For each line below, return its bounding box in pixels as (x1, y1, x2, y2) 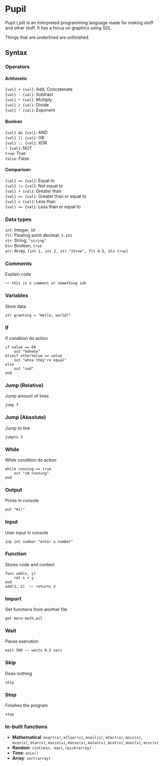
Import (5, 595, 22, 602)
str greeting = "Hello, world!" (5, 313, 71, 317)
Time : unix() (12, 750, 39, 756)
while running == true (5, 466, 51, 472)
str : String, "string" (5, 238, 47, 243)
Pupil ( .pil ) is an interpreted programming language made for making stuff (5, 20, 154, 26)
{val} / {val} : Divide (5, 102, 49, 108)
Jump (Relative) (5, 382, 44, 389)
